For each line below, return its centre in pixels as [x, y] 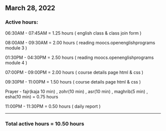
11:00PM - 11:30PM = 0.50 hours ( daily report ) [53, 106]
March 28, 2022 [30, 8]
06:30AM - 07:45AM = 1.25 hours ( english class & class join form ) [73, 33]
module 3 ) [16, 48]
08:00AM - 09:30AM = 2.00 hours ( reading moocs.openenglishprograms [80, 43]
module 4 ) [16, 63]
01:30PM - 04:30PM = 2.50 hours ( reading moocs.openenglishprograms [80, 57]
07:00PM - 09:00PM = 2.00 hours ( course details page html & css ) [74, 72]
